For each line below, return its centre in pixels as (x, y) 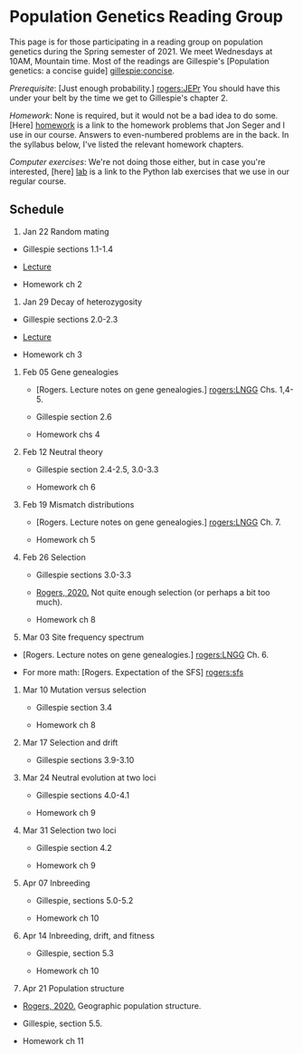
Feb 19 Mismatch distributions (78, 504)
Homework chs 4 (68, 434)
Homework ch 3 (52, 354)
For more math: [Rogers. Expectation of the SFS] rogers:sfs (133, 672)
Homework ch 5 (66, 539)
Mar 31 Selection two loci (69, 830)
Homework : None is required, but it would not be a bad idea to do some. (144, 115)
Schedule (37, 210)
